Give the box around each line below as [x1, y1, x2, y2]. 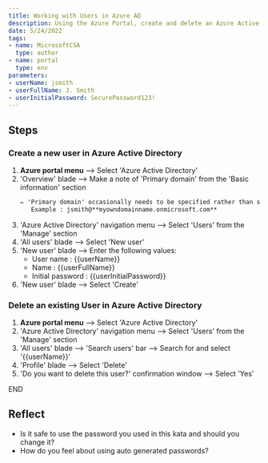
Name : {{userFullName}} [31, 262, 116, 272]
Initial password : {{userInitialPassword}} [31, 271, 166, 280]
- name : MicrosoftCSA [8, 42, 81, 50]
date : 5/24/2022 [8, 26, 62, 34]
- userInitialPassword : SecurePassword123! [8, 94, 156, 102]
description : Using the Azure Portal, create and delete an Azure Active [8, 19, 260, 27]
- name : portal [8, 57, 59, 65]
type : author [15, 49, 59, 57]
